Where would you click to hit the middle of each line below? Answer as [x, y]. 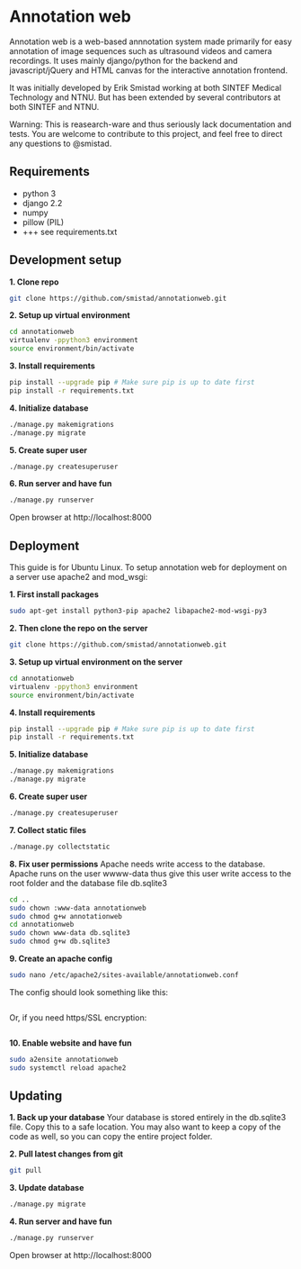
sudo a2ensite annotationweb [64, 1059]
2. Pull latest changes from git [66, 1154]
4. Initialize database [49, 408]
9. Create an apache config [61, 958]
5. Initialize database [49, 755]
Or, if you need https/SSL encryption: [78, 1017]
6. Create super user [49, 796]
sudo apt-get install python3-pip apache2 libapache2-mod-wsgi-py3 [138, 611]
